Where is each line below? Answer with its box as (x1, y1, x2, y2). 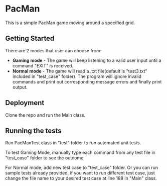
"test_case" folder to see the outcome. (5, 155, 85, 161)
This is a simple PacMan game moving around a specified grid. (5, 20, 135, 26)
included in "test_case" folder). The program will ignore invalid (12, 73, 142, 79)
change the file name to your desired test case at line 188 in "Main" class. (5, 175, 157, 181)
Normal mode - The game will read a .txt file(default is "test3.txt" (12, 68, 147, 74)
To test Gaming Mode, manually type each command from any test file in (5, 149, 155, 156)
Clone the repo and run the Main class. (5, 112, 85, 118)
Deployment (5, 99, 45, 107)
